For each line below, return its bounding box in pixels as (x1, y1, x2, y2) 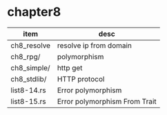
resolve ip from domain (57, 41, 132, 50)
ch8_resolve (10, 41, 50, 50)
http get (57, 63, 83, 72)
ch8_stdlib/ (10, 74, 47, 83)
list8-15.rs (10, 96, 46, 106)
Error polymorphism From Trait (57, 96, 157, 106)
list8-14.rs (10, 85, 46, 95)
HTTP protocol (57, 74, 105, 83)
